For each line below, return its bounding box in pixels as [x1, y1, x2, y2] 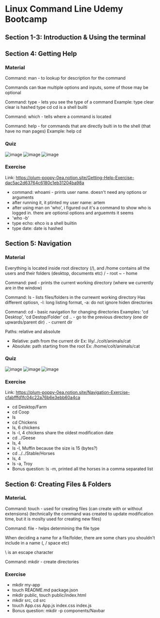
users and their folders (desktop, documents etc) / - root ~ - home [5, 270, 138, 276]
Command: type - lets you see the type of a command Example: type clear [5, 99, 154, 105]
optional [5, 90, 21, 96]
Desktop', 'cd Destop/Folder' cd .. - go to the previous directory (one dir [5, 314, 149, 320]
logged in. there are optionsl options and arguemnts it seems [12, 210, 134, 216]
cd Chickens [12, 419, 37, 426]
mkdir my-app [12, 582, 40, 588]
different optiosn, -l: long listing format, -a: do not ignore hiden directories [5, 299, 153, 305]
